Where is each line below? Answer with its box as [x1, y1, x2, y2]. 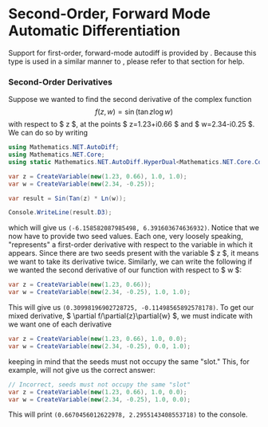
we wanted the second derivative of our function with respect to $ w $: [8, 265, 242, 275]
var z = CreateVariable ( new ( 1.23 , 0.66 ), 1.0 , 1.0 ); [8, 172, 187, 180]
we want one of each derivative [8, 319, 112, 329]
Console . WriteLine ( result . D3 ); [8, 209, 112, 217]
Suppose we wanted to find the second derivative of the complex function [8, 95, 252, 104]
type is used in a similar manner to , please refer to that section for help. [8, 57, 245, 66]
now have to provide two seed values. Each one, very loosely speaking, [8, 232, 243, 241]
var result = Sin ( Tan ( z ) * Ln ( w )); [8, 194, 127, 202]
